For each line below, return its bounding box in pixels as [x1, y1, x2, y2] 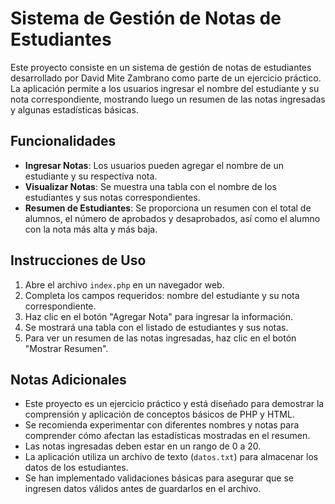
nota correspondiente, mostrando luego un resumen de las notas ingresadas [10, 93, 326, 105]
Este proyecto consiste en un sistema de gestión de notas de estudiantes [10, 61, 312, 73]
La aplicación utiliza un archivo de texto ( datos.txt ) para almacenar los [24, 451, 319, 463]
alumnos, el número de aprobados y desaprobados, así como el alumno [24, 212, 321, 224]
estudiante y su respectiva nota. [24, 170, 158, 182]
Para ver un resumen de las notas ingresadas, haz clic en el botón [24, 332, 297, 344]
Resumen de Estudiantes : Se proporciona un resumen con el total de [24, 202, 312, 214]
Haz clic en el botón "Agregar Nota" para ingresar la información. [24, 310, 294, 322]
